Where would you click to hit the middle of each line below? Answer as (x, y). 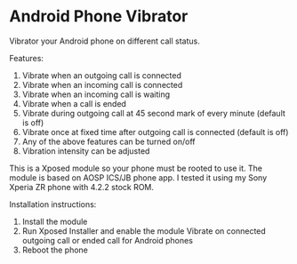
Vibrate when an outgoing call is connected (102, 75)
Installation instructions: (53, 204)
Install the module (55, 221)
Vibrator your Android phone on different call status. (104, 41)
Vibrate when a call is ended (74, 103)
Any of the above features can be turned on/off (108, 141)
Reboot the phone (55, 250)
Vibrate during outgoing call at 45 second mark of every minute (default (154, 113)
